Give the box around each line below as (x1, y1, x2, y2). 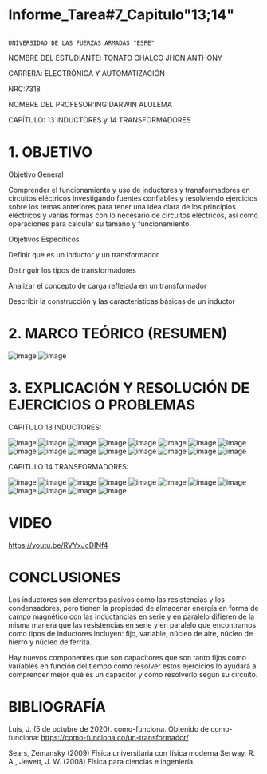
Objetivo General (8, 170, 64, 179)
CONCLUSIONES (8, 568, 121, 586)
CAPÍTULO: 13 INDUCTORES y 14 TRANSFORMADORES (8, 114, 191, 125)
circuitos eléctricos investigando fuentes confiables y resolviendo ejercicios (8, 193, 257, 203)
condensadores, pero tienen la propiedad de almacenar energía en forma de (8, 603, 259, 612)
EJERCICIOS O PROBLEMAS (8, 396, 196, 413)
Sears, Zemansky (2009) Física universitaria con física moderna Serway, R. (8, 748, 256, 757)
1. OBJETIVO (8, 143, 93, 162)
